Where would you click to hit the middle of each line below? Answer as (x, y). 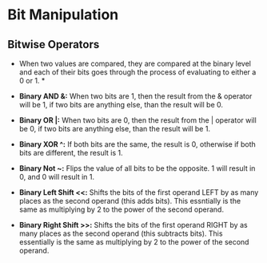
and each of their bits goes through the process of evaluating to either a (137, 72)
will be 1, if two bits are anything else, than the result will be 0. (121, 105)
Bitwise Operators (54, 45)
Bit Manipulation (63, 15)
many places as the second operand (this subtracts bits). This (121, 233)
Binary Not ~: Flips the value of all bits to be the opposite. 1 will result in (137, 168)
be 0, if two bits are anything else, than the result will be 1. (115, 129)
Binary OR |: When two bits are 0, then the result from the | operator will (137, 120)
